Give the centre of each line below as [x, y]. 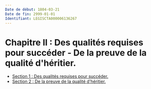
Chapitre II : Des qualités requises [74, 42]
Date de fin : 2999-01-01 [30, 14]
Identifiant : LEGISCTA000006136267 [41, 18]
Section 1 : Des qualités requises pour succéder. [60, 76]
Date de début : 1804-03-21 [32, 9]
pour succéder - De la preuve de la [76, 52]
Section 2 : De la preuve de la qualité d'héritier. [59, 82]
